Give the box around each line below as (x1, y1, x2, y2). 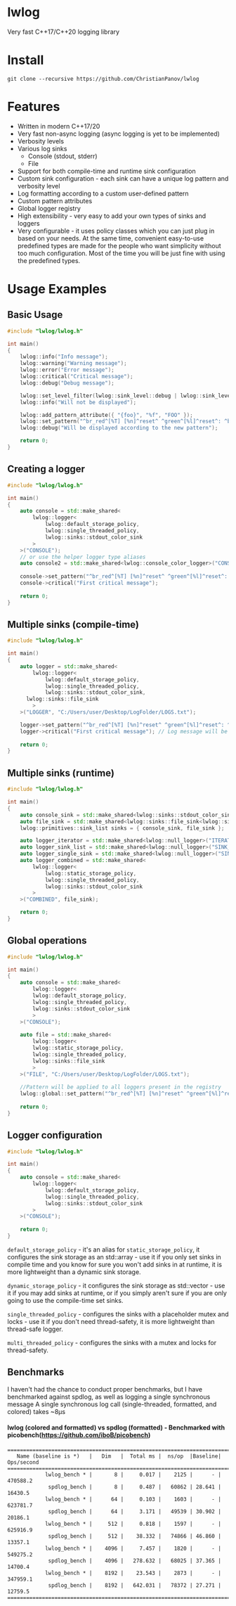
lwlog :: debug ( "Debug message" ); (20, 379, 114, 387)
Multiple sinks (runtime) (7, 767, 114, 779)
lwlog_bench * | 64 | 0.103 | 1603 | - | (44, 1496, 221, 1503)
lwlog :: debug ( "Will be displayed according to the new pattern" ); (20, 425, 218, 432)
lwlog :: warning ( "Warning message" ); (20, 360, 128, 367)
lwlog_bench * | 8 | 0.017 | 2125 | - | (44, 1471, 221, 1478)
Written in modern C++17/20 (17, 122, 100, 130)
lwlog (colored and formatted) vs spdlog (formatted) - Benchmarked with (7, 1423, 225, 1432)
